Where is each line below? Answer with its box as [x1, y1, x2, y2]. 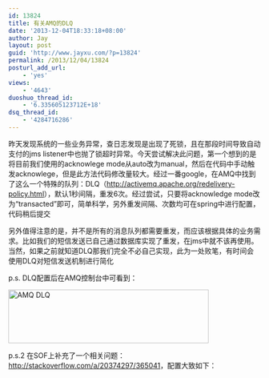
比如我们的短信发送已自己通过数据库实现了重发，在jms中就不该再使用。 [22, 235, 259, 245]
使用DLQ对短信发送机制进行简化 [8, 255, 114, 265]
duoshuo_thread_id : [8, 94, 74, 102]
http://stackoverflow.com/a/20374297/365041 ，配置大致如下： [8, 360, 217, 370]
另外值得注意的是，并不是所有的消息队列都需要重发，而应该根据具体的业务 [8, 226, 254, 235]
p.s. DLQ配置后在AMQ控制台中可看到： [8, 273, 138, 283]
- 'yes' [22, 71, 48, 79]
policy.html [8, 189, 45, 199]
